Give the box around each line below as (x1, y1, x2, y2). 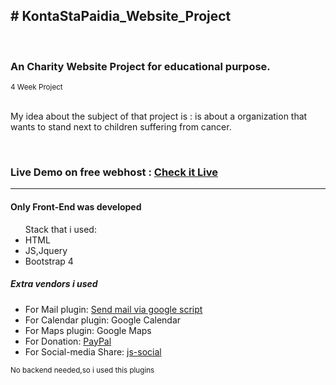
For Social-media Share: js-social (24, 345, 162, 358)
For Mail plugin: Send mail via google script (24, 303, 203, 315)
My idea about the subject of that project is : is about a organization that (10, 110, 308, 123)
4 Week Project (10, 82, 63, 93)
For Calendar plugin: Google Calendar (24, 314, 182, 326)
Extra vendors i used (10, 278, 98, 290)
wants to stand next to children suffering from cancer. (10, 121, 232, 133)
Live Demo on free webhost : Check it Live (10, 165, 219, 179)
